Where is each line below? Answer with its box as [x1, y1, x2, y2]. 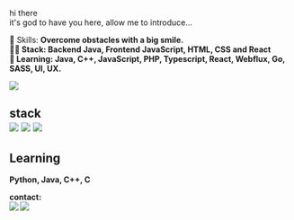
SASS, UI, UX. [9, 63, 62, 74]
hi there [9, 8, 38, 18]
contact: [9, 192, 42, 203]
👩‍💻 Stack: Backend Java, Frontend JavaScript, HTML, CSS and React [9, 44, 272, 55]
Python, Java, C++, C [9, 174, 91, 185]
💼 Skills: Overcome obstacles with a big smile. [9, 35, 184, 45]
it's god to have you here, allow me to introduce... [9, 17, 193, 28]
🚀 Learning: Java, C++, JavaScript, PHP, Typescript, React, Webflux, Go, [9, 54, 286, 64]
